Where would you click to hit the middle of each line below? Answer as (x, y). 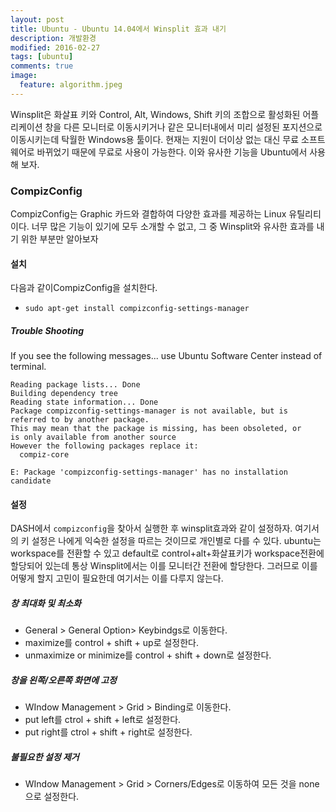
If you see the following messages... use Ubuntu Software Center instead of (166, 356)
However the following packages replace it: (104, 446)
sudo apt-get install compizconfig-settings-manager (137, 309)
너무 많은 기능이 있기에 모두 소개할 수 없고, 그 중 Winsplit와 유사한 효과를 (173, 227)
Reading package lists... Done (75, 385)
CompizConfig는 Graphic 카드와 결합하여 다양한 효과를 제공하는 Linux (148, 214)
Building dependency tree (64, 394)
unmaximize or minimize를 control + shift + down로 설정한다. (148, 655)
